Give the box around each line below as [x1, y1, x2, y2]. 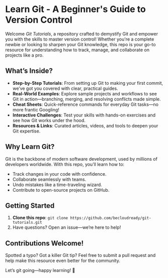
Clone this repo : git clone [12, 215, 68, 221]
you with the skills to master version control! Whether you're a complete [5, 36, 154, 42]
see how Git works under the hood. [12, 117, 86, 123]
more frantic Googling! [12, 106, 59, 112]
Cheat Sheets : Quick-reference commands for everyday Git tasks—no [12, 101, 158, 107]
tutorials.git [12, 220, 42, 225]
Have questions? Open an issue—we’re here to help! [12, 224, 121, 230]
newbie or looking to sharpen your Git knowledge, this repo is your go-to [5, 41, 156, 47]
